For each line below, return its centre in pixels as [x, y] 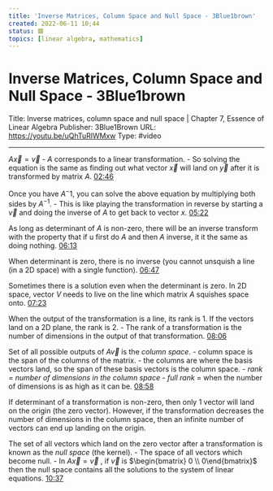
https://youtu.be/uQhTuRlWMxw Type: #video [85, 136]
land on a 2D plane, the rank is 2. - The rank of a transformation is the [125, 327]
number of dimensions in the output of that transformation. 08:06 [118, 336]
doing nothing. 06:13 [43, 245]
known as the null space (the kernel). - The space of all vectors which [126, 452]
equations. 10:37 [36, 478]
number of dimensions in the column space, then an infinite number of [126, 419]
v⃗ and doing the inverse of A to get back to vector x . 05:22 [108, 212]
